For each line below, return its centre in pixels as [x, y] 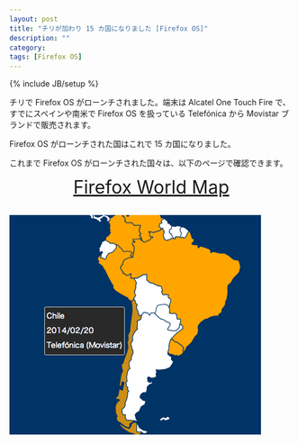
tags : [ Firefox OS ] [46, 57]
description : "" [40, 38]
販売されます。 [68, 125]
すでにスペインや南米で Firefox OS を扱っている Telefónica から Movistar [144, 113]
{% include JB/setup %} [54, 84]
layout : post [34, 19]
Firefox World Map [151, 187]
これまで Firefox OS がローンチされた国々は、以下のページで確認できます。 [149, 163]
